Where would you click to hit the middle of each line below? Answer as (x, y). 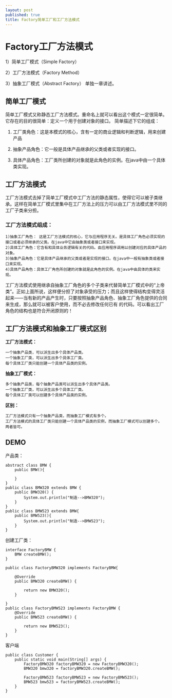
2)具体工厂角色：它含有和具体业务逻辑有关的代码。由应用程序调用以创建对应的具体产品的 (86, 248)
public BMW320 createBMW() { (46, 581)
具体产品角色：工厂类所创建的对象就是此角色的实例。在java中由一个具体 (89, 160)
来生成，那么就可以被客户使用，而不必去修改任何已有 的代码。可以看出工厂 (85, 304)
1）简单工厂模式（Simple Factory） (42, 62)
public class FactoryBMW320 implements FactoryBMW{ (62, 568)
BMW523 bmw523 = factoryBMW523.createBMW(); (72, 682)
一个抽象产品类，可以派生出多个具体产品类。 (45, 353)
